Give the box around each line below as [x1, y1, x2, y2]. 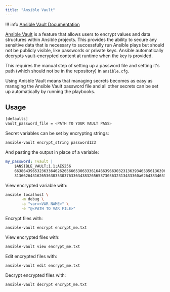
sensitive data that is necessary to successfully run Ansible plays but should [5, 41, 164, 48]
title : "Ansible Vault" [5, 7, 56, 13]
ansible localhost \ [5, 192, 49, 197]
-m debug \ [21, 197, 44, 202]
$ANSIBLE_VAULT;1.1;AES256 [14, 163, 71, 169]
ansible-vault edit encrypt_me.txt [5, 263, 80, 268]
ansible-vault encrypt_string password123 [5, 140, 96, 145]
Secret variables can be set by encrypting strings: [5, 130, 109, 137]
